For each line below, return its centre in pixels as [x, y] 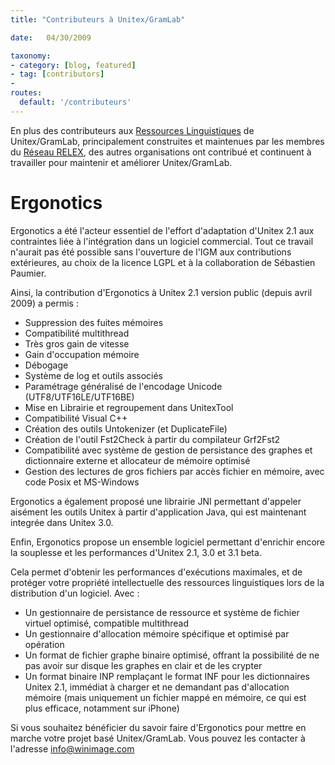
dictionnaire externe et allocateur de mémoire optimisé [137, 460]
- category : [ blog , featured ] [73, 65]
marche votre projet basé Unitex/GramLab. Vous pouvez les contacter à [158, 738]
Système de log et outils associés [94, 375]
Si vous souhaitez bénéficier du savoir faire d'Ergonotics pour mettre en [158, 727]
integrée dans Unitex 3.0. [62, 522]
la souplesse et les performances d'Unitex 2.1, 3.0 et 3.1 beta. [136, 552]
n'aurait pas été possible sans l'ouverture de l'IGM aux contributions [151, 252]
